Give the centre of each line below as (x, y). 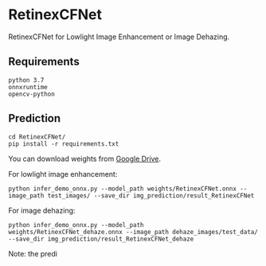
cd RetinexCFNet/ (37, 137)
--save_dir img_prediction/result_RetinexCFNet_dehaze (101, 239)
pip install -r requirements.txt (64, 144)
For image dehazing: (42, 210)
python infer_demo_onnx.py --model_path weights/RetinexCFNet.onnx (123, 189)
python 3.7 (26, 80)
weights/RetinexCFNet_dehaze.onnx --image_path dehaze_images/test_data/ (133, 232)
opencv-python (32, 94)
